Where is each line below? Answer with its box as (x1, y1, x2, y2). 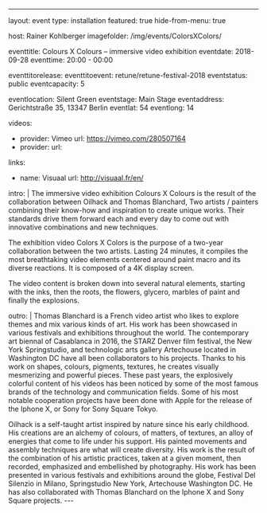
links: (8, 158, 26, 167)
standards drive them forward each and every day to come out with (8, 214, 229, 223)
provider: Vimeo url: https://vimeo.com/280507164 (19, 134, 187, 143)
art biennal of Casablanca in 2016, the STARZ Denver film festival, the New (8, 336, 253, 346)
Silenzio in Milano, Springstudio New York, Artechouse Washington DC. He (8, 479, 253, 488)
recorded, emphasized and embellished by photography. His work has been (8, 462, 257, 471)
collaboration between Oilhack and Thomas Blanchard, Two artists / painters (8, 197, 259, 206)
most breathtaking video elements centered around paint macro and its (8, 255, 241, 264)
